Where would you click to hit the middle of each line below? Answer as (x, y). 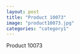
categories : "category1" (38, 28)
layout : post (23, 12)
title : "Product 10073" (36, 17)
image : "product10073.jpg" (40, 23)
